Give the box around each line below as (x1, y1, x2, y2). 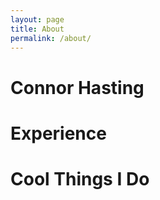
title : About (10, 24, 65, 34)
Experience (10, 122, 107, 145)
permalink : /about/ (10, 33, 92, 43)
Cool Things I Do (10, 167, 150, 190)
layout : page (10, 14, 65, 25)
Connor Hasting (10, 76, 145, 99)
